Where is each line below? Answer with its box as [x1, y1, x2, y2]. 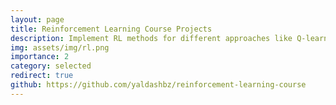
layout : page [10, 14, 65, 25]
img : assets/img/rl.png [10, 42, 110, 53]
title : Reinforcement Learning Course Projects [10, 24, 213, 34]
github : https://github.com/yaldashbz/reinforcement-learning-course [10, 80, 307, 90]
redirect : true [10, 71, 74, 81]
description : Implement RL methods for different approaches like [10, 33, 293, 43]
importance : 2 [10, 52, 70, 62]
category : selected [10, 61, 92, 71]
